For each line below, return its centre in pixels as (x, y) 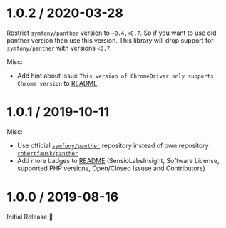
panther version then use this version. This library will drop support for (111, 40)
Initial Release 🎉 (30, 217)
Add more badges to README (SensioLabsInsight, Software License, (118, 160)
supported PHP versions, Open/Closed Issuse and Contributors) (111, 168)
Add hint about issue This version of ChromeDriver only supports (115, 76)
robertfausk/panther (47, 154)
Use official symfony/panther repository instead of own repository (113, 145)
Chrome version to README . (58, 83)
